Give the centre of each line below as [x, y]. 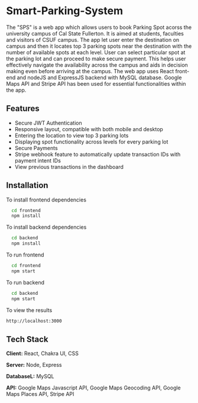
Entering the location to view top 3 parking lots [72, 135]
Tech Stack [27, 339]
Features [23, 108]
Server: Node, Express [34, 365]
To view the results [29, 310]
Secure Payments [36, 148]
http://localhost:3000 [34, 321]
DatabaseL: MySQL [30, 376]
